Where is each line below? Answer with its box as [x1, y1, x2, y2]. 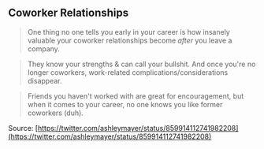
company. [27, 43, 61, 54]
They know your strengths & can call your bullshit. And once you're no [27, 59, 256, 69]
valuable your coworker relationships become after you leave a [27, 35, 232, 45]
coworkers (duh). [27, 108, 84, 117]
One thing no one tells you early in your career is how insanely [27, 27, 230, 36]
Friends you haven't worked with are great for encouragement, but [27, 91, 244, 101]
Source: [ [8, 123, 38, 132]
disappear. [27, 76, 62, 85]
